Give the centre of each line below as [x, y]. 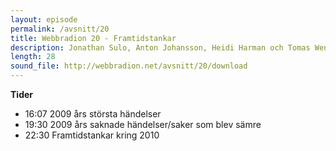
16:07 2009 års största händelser [93, 114]
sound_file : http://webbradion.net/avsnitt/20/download [129, 66]
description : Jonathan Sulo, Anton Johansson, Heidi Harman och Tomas [160, 47]
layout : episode [44, 19]
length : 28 [33, 57]
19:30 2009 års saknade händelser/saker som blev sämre [143, 124]
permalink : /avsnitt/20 [60, 29]
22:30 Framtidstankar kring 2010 [92, 135]
